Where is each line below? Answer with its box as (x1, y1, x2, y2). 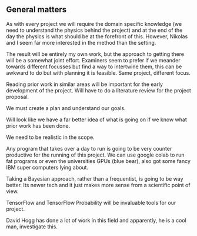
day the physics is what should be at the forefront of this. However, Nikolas (6, 32, 188, 40)
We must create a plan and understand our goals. (6, 104, 126, 111)
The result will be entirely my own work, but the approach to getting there (6, 50, 184, 58)
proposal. (6, 93, 29, 100)
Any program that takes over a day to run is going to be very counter (6, 145, 172, 152)
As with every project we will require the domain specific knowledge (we (6, 20, 182, 27)
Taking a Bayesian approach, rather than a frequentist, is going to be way (6, 175, 183, 182)
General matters (6, 5, 67, 15)
